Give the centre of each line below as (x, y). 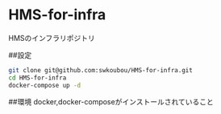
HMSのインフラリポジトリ (52, 38)
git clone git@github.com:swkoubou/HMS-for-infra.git (101, 70)
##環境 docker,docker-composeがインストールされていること (111, 101)
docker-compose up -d (45, 85)
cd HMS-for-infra (38, 78)
